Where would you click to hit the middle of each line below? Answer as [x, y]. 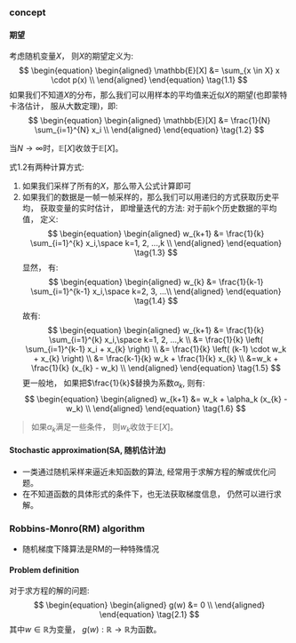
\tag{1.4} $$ [156, 301]
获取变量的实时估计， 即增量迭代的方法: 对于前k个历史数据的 [151, 208]
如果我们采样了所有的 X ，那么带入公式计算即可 [107, 186]
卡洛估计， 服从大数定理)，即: [64, 106]
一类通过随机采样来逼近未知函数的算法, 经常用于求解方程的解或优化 [145, 472]
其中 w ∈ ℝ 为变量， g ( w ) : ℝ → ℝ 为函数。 [85, 630]
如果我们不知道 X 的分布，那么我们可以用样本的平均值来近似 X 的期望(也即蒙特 [148, 95]
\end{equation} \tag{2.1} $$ [149, 615]
